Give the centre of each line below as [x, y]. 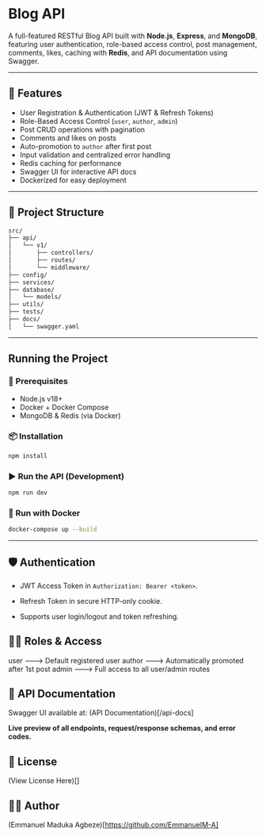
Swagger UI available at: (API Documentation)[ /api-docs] [101, 713]
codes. [20, 737]
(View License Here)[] [44, 781]
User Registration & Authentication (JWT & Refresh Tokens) [116, 113]
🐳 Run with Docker [44, 513]
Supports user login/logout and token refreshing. [99, 616]
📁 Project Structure [56, 212]
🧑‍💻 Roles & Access [55, 641]
